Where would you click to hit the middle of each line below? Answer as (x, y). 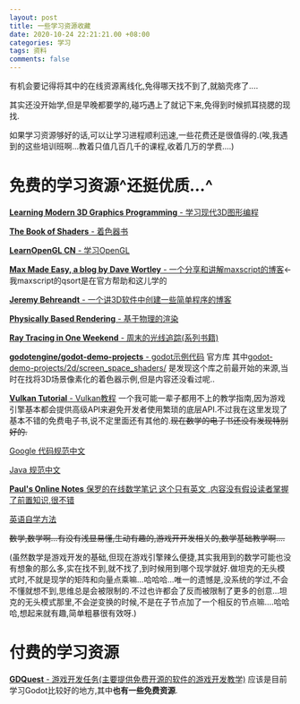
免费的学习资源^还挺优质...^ (111, 186)
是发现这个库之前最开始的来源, (225, 367)
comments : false (39, 59)
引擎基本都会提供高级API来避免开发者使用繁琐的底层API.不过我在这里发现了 (149, 409)
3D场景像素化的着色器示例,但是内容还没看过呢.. (127, 379)
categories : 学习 (40, 43)
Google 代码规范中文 (47, 451)
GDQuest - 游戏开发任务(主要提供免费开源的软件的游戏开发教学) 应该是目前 (148, 679)
